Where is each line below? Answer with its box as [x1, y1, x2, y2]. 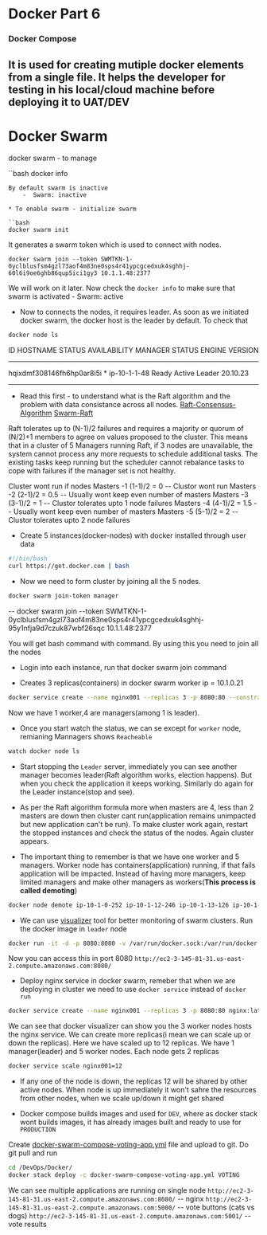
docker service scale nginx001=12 [8, 1062, 123, 1070]
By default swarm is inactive [8, 184, 109, 192]
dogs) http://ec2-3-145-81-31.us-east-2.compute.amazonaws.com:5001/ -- [8, 1210, 252, 1220]
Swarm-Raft [53, 408, 94, 418]
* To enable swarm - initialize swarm [8, 205, 137, 214]
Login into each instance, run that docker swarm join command [19, 662, 227, 672]
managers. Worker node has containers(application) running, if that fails [19, 860, 256, 869]
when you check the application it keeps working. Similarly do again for [19, 778, 254, 788]
